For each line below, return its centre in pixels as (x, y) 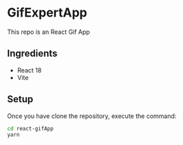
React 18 (29, 70)
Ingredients (32, 54)
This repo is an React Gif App (49, 32)
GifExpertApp (47, 13)
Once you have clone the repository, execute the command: (92, 116)
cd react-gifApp (30, 128)
